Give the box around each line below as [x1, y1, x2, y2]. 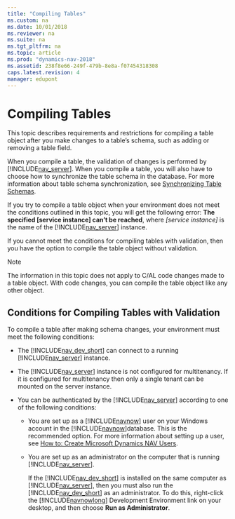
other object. [7, 286, 44, 295]
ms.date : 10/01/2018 [7, 23, 68, 30]
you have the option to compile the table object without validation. [7, 244, 199, 252]
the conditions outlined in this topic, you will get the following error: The [7, 208, 215, 217]
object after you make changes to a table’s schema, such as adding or [7, 136, 210, 144]
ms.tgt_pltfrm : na [7, 43, 61, 50]
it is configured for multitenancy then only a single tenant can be [17, 375, 204, 383]
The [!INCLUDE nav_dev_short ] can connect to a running [17, 346, 179, 355]
